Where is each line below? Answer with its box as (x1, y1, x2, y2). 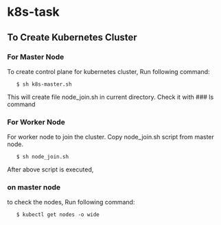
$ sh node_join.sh (16, 154, 69, 161)
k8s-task (7, 4, 60, 20)
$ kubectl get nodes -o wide (16, 211, 100, 218)
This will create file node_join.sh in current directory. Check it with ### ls (7, 93, 214, 101)
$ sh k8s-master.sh (16, 80, 72, 88)
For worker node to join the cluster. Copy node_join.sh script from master (7, 133, 215, 141)
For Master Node (7, 52, 65, 62)
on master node (7, 182, 61, 192)
